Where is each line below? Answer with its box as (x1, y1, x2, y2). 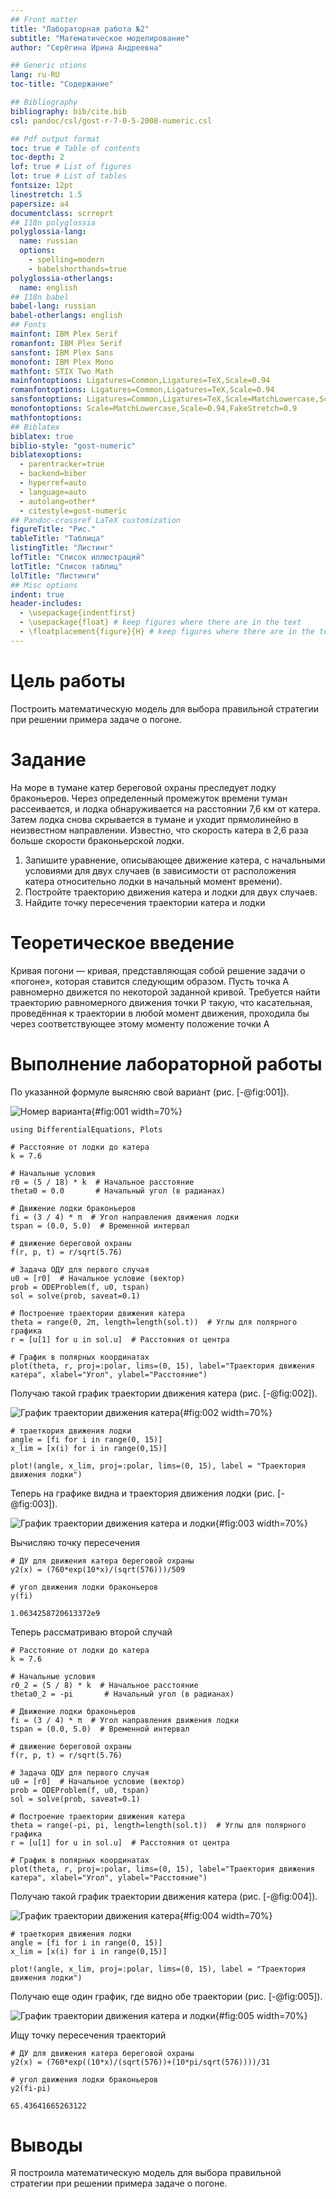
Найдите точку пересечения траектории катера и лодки (24, 896, 266, 908)
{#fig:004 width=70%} (179, 1909, 273, 1921)
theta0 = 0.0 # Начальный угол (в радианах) (10, 1186, 226, 1196)
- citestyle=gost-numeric (19, 506, 128, 516)
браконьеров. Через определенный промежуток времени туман (10, 792, 288, 804)
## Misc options (10, 580, 78, 590)
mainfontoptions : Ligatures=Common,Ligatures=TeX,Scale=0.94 (10, 376, 271, 386)
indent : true (10, 589, 65, 600)
